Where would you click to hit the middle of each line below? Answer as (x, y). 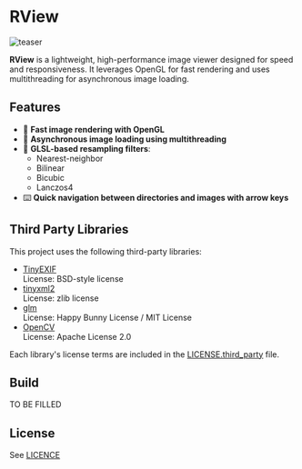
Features (35, 108)
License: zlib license (60, 298)
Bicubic (50, 177)
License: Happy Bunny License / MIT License (107, 317)
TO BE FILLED (35, 404)
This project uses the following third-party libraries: (106, 251)
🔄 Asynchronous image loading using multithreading (125, 139)
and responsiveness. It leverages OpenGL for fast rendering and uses (140, 69)
